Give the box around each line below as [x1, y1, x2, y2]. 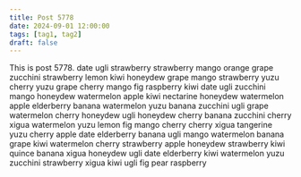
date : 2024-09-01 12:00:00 [9, 21, 110, 30]
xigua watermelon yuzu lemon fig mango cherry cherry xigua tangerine [9, 120, 273, 131]
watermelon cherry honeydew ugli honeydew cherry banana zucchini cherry [9, 110, 292, 121]
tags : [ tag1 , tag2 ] [9, 29, 82, 38]
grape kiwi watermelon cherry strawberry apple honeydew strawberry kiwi [9, 139, 286, 149]
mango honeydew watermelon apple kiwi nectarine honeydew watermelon [9, 91, 285, 102]
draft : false [9, 38, 58, 47]
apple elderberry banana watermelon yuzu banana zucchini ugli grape [9, 100, 269, 112]
